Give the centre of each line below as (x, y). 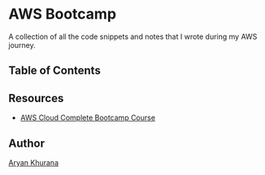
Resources (36, 98)
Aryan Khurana (34, 162)
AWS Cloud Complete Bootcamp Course (88, 117)
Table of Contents (55, 71)
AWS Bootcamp (62, 14)
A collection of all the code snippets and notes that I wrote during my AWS (133, 36)
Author (26, 143)
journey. (22, 45)
